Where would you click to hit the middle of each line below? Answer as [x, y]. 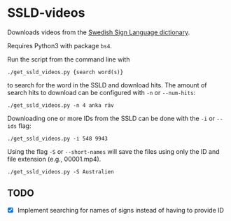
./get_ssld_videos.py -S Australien [61, 172]
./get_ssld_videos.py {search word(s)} [65, 72]
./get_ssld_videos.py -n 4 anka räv [61, 105]
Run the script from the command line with [69, 59]
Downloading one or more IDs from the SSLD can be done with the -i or [111, 118]
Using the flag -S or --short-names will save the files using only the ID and [113, 151]
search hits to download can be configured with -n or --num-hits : [101, 92]
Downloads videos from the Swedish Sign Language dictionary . [99, 32]
